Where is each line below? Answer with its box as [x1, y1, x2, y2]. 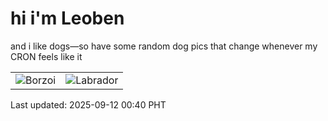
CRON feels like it [10, 50, 83, 62]
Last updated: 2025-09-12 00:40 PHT [10, 98, 167, 111]
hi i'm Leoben [10, 7, 125, 30]
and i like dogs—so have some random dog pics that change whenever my [10, 40, 318, 52]
